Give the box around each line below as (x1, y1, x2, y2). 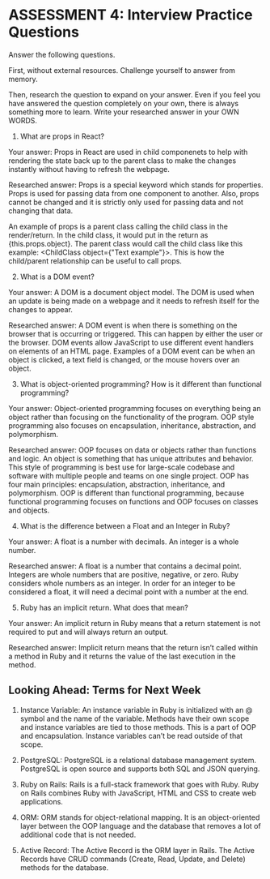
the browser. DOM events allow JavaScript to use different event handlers (8, 337, 255, 347)
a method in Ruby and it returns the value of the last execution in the (8, 651, 236, 661)
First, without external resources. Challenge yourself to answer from (8, 65, 236, 75)
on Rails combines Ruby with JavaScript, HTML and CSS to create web (19, 788, 257, 798)
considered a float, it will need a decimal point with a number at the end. (8, 586, 249, 597)
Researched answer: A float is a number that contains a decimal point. (8, 561, 243, 571)
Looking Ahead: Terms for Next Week (8, 684, 201, 697)
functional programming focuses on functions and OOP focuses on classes (8, 496, 259, 506)
